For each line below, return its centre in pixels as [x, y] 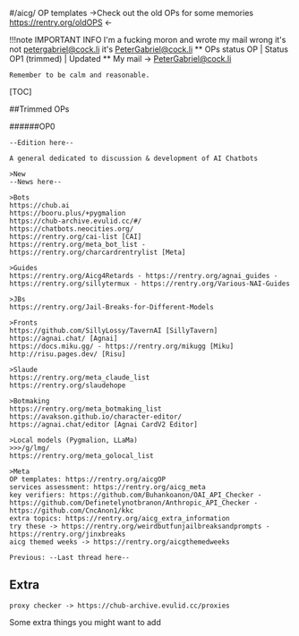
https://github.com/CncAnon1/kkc [72, 511]
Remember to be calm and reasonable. [80, 75]
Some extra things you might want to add [85, 622]
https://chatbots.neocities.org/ [72, 229]
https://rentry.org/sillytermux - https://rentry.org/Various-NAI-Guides [150, 284]
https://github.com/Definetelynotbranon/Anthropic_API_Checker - [133, 503]
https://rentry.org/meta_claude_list [80, 377]
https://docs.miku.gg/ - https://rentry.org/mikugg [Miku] [122, 346]
